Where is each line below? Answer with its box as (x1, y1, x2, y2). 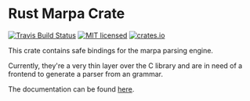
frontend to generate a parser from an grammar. (8, 69, 163, 78)
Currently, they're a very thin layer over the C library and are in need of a (8, 60, 243, 70)
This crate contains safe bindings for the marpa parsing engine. (8, 45, 214, 55)
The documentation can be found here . (8, 84, 135, 94)
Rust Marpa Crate (8, 5, 125, 23)
